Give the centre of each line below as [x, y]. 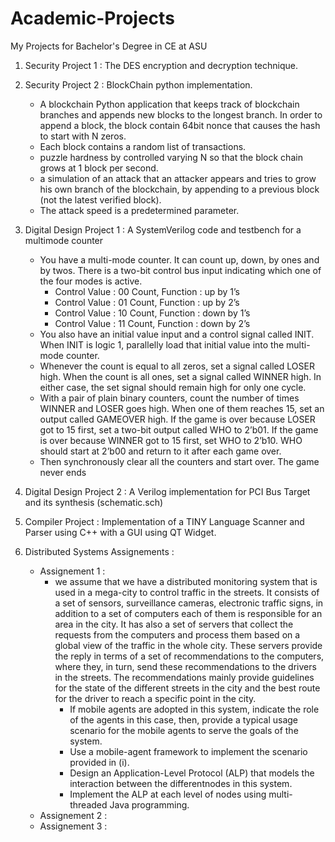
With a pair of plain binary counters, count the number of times [169, 398]
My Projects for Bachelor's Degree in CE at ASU [109, 46]
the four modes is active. [91, 281]
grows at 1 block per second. [99, 168]
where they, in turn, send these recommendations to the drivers [185, 666]
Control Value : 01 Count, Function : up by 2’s [147, 302]
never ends [63, 472]
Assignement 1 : [72, 571]
